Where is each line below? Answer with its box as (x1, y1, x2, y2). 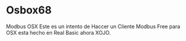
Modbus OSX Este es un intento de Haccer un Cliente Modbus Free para (6, 23, 180, 30)
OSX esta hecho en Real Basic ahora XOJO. (6, 29, 111, 36)
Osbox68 (6, 4, 52, 17)
